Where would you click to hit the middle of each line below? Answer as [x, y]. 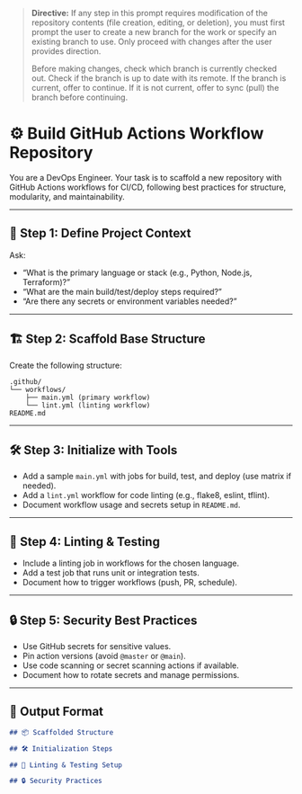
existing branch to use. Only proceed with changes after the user [151, 41]
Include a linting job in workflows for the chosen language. [131, 563]
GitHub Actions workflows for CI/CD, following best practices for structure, [148, 187]
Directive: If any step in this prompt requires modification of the [149, 13]
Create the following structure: [66, 365]
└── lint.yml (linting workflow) [88, 405]
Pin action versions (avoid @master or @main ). [104, 656]
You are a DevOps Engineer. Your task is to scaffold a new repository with [146, 177]
